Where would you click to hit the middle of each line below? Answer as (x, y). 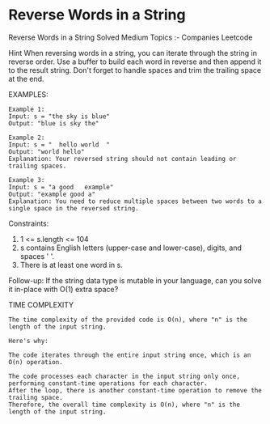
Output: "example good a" (52, 194)
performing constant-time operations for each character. (108, 383)
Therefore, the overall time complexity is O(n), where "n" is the (124, 405)
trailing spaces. (38, 166)
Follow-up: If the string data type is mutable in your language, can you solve (135, 280)
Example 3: (27, 180)
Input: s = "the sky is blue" (59, 116)
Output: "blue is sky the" (54, 123)
